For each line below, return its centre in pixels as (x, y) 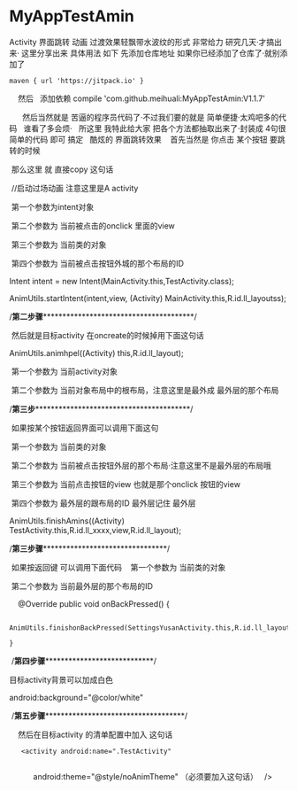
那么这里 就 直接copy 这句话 (62, 169)
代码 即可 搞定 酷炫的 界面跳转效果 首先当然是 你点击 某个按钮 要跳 (159, 139)
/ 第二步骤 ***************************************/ (103, 316)
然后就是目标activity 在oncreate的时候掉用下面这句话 (108, 335)
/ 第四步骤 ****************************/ (84, 661)
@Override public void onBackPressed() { (93, 603)
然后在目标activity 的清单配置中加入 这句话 (95, 734)
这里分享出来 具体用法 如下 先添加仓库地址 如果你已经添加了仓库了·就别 (150, 53)
